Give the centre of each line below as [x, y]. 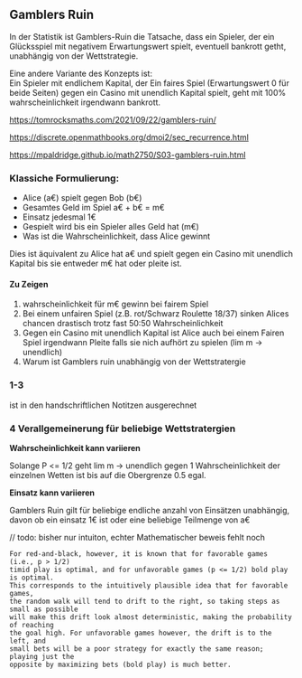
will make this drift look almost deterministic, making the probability [151, 617]
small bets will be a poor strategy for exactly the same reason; [137, 649]
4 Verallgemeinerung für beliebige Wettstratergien [123, 428]
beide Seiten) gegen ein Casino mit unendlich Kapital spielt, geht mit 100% [148, 92]
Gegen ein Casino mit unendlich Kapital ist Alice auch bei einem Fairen [153, 333]
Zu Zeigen [29, 284]
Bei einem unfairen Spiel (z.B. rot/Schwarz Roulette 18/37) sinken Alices [156, 314]
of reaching [32, 625]
